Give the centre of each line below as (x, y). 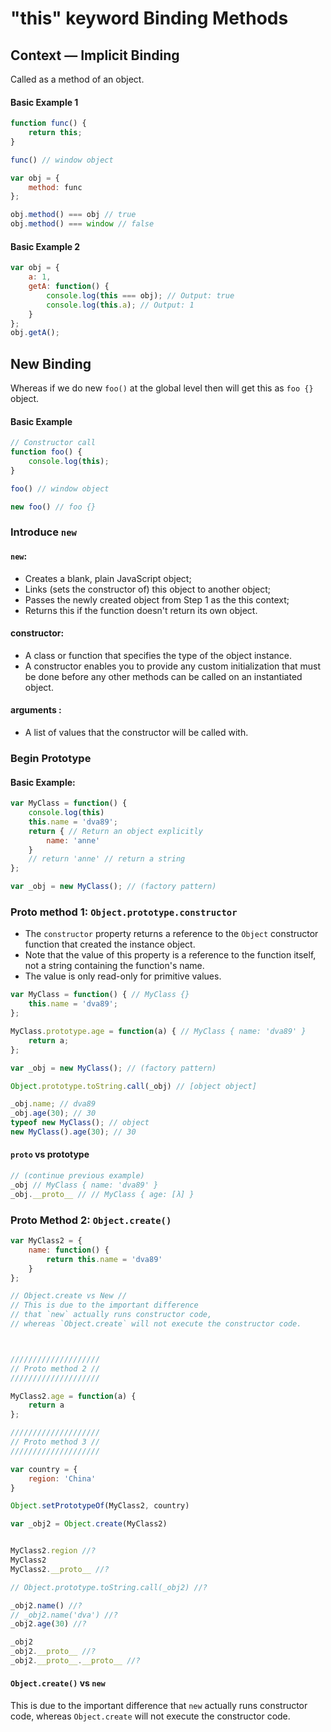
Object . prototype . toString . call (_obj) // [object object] (133, 1086)
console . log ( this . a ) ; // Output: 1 (120, 305)
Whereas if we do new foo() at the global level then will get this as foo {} (162, 388)
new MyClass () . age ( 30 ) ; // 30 (73, 1132)
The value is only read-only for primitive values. (123, 976)
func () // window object (62, 160)
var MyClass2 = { (46, 1241)
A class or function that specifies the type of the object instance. (158, 655)
